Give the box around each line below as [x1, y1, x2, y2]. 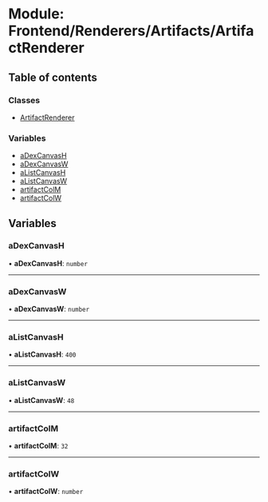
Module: [8, 5, 65, 23]
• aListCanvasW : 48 [8, 395, 75, 404]
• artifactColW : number [8, 487, 84, 496]
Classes [8, 94, 41, 106]
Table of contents [8, 70, 97, 84]
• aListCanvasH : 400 [8, 349, 77, 360]
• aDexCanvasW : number [8, 305, 90, 314]
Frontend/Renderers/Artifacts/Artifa [8, 22, 254, 40]
